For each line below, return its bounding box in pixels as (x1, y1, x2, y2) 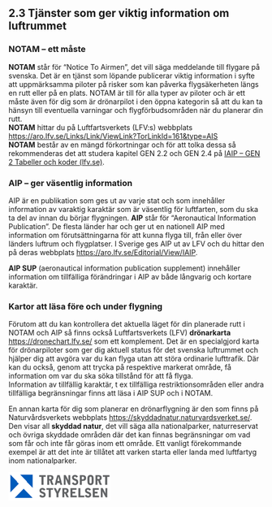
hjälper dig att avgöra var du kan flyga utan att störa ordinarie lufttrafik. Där (8, 353, 260, 364)
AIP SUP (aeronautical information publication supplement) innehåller (8, 263, 241, 273)
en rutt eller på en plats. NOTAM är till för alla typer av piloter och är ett (8, 88, 246, 97)
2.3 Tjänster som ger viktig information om (8, 6, 230, 20)
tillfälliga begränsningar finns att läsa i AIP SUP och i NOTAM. (8, 388, 214, 398)
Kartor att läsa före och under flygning (8, 301, 163, 312)
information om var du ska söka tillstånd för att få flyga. (8, 371, 193, 381)
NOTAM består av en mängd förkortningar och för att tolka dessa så (8, 140, 237, 149)
